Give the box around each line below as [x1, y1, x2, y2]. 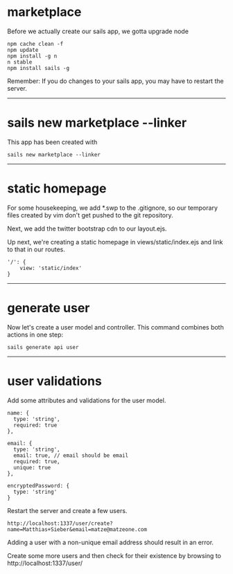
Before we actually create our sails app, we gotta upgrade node [7, 27, 189, 35]
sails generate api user [7, 343, 79, 350]
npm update [7, 46, 39, 53]
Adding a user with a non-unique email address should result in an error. [7, 538, 214, 546]
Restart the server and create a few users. [7, 506, 128, 514]
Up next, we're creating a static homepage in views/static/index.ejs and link [7, 237, 223, 246]
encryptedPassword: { [7, 482, 70, 489]
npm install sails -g [7, 64, 70, 71]
